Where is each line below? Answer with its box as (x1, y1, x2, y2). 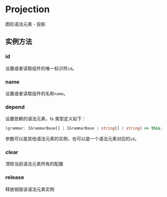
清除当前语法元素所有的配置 (5, 161, 64, 167)
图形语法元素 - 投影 (5, 21, 46, 27)
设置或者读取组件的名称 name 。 (5, 90, 68, 96)
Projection (5, 4, 50, 15)
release (5, 174, 24, 181)
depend (5, 103, 25, 110)
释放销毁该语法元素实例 (5, 186, 54, 192)
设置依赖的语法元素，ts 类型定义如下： (5, 116, 87, 122)
